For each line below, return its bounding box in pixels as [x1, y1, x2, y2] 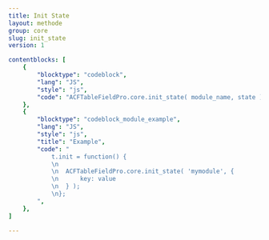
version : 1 [8, 42, 45, 50]
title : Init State [8, 11, 70, 20]
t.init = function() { [50, 153, 127, 161]
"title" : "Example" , [37, 138, 106, 146]
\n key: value [50, 175, 116, 183]
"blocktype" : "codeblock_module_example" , [37, 115, 181, 124]
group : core [8, 26, 48, 34]
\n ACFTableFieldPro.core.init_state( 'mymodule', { [50, 167, 235, 176]
